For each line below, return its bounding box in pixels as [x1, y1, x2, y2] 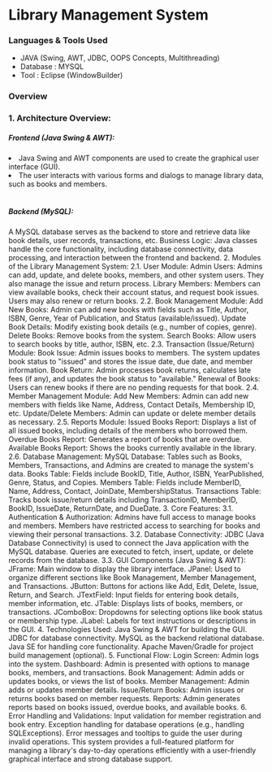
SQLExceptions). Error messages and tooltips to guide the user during [8, 728, 243, 738]
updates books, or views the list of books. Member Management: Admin [8, 677, 250, 687]
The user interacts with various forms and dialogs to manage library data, [19, 171, 264, 181]
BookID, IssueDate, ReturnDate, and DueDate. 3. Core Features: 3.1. [8, 504, 234, 513]
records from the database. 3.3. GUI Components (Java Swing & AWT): [8, 556, 246, 565]
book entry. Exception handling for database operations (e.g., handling [8, 720, 245, 730]
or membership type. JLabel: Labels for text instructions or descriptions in [8, 616, 257, 626]
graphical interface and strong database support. [8, 754, 173, 764]
